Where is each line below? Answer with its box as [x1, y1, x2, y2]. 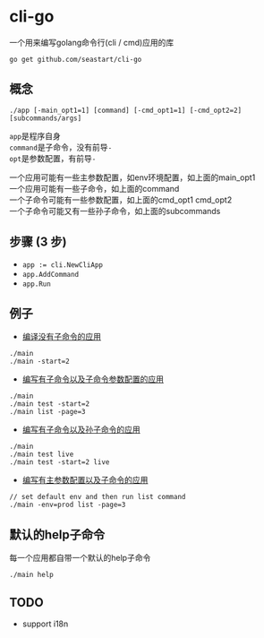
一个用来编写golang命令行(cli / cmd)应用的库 [9, 37, 175, 47]
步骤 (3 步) [9, 235, 67, 250]
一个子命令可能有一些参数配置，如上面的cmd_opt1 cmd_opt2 [9, 194, 233, 205]
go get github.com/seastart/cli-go [9, 55, 142, 64]
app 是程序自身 [9, 130, 61, 141]
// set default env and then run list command [9, 493, 186, 502]
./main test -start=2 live [9, 458, 110, 467]
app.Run [21, 280, 51, 289]
